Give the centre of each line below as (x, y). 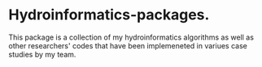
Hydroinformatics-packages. (109, 15)
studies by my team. (42, 54)
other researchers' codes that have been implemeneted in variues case (128, 45)
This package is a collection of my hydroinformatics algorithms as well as (131, 37)
